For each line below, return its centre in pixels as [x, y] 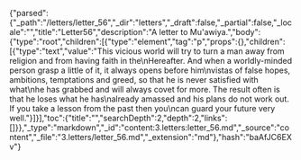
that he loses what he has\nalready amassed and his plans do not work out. [150, 99]
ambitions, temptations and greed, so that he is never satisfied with [134, 80]
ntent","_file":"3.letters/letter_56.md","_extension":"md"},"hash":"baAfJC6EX [151, 137]
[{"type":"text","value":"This [61, 51]
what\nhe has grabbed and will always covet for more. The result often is [145, 89]
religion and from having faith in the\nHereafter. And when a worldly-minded [151, 61]
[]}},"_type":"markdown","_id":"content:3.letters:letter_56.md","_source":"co [150, 128]
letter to [173, 32]
